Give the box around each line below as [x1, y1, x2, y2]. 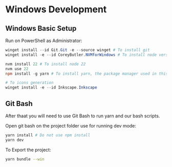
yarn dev [5, 137, 24, 142]
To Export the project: [5, 147, 51, 153]
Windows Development [5, 4, 107, 15]
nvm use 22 [5, 66, 29, 71]
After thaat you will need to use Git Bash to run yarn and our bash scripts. [5, 113, 160, 119]
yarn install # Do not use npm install [5, 132, 91, 138]
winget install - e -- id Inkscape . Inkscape [5, 85, 97, 90]
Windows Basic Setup [5, 24, 77, 33]
